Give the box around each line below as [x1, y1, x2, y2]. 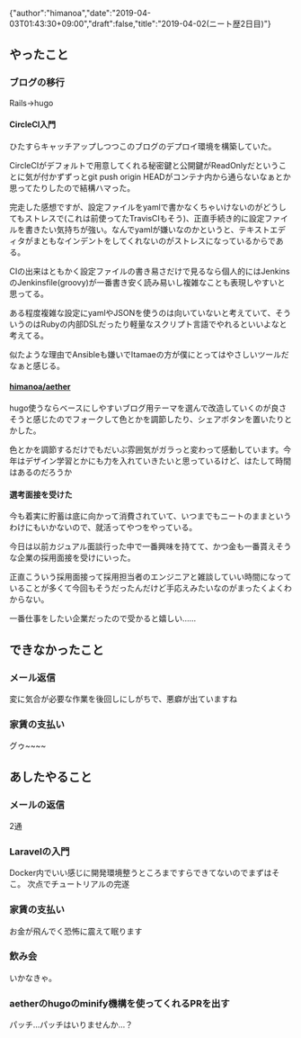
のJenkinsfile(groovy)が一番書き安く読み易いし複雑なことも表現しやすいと [9, 276, 286, 287]
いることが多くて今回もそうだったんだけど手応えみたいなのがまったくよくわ [9, 582, 292, 593]
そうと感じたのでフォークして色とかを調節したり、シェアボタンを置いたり [9, 414, 285, 425]
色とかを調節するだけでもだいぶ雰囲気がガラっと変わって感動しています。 [9, 445, 284, 456]
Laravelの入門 [9, 845, 70, 858]
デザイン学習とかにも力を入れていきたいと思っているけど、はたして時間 [24, 456, 292, 466]
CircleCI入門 [9, 119, 57, 130]
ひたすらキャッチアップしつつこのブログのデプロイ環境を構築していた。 [9, 140, 277, 151]
